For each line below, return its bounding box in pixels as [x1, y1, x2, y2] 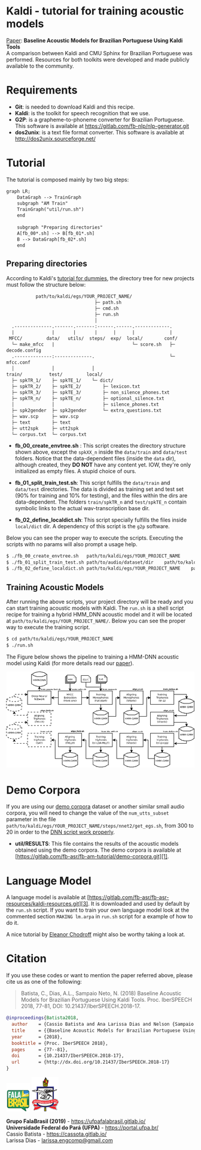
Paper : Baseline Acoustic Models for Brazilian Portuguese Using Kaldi [6, 37, 183, 44]
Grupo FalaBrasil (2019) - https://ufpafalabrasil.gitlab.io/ [6, 1118, 146, 1125]
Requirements [6, 83, 78, 97]
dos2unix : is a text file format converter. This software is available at [14, 128, 184, 136]
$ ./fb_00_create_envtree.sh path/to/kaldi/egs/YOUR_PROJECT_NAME [6, 553, 181, 559]
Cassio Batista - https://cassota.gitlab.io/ [6, 1130, 107, 1138]
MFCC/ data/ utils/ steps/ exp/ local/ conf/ [8, 335, 178, 342]
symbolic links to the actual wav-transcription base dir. [14, 504, 150, 511]
